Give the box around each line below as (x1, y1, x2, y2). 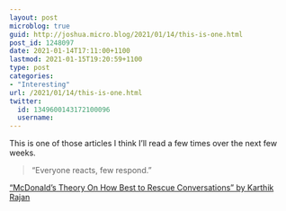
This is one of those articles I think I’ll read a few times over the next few (9, 138, 277, 149)
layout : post (9, 13, 58, 22)
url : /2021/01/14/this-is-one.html (9, 88, 143, 97)
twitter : (9, 96, 42, 106)
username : (17, 113, 54, 122)
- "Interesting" (9, 80, 70, 89)
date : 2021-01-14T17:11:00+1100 (9, 47, 130, 56)
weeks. (9, 147, 36, 158)
